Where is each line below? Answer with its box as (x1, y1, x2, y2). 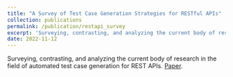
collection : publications (7, 16, 82, 23)
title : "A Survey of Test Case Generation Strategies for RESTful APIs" (7, 10, 222, 17)
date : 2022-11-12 (7, 36, 58, 43)
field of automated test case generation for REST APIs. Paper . (7, 62, 183, 70)
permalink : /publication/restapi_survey (7, 23, 126, 30)
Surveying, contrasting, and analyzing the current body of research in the (7, 54, 217, 63)
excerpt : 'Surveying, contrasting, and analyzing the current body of (7, 29, 216, 36)
